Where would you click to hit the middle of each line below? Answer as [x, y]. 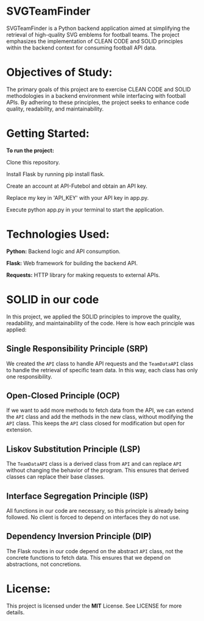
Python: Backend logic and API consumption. [63, 251]
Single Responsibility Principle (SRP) [77, 349]
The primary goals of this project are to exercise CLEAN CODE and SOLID [99, 89]
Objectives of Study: [59, 72]
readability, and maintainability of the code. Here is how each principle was [100, 323]
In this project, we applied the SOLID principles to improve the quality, [94, 317]
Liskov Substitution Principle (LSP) [73, 449]
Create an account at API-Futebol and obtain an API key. [77, 186]
